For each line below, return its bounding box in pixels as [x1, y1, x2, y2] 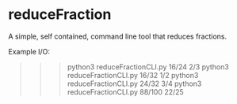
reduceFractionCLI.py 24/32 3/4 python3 [67, 79, 202, 88]
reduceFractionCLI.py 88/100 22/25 [67, 87, 184, 96]
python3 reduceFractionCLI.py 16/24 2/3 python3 [67, 61, 230, 72]
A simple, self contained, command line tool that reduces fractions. [8, 32, 227, 41]
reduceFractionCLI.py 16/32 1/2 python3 [67, 70, 199, 80]
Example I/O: [8, 46, 50, 56]
